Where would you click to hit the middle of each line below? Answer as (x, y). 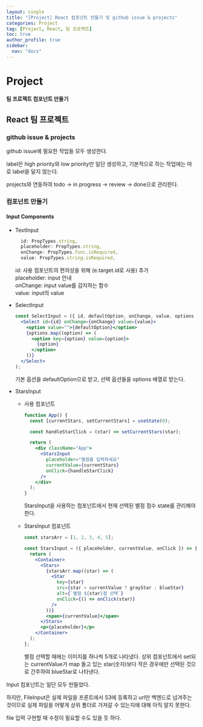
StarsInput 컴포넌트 (47, 526)
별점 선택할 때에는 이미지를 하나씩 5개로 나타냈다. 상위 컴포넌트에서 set (108, 656)
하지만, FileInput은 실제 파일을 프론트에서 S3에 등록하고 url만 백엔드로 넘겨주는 (99, 697)
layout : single (25, 12)
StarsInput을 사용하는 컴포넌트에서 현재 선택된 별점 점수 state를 (99, 505)
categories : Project (32, 23)
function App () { (46, 415)
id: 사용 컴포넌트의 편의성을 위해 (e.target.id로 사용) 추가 (82, 270)
